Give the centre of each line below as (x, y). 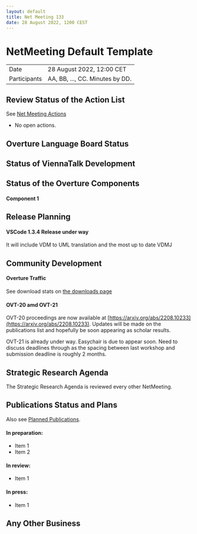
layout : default (26, 11)
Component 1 (23, 198)
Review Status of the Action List (65, 99)
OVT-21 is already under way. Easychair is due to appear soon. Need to (92, 342)
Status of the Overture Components (73, 183)
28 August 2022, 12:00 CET (87, 69)
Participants (26, 79)
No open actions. (35, 125)
